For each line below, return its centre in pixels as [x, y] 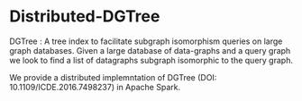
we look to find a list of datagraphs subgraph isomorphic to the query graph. [151, 60]
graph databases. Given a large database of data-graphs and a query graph [150, 50]
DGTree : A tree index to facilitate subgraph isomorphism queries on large [146, 41]
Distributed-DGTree [85, 17]
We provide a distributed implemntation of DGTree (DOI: [113, 77]
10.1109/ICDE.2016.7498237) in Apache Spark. [95, 87]
